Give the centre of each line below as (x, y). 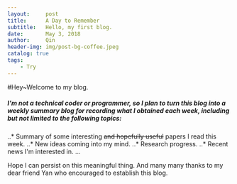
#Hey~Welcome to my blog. (48, 87)
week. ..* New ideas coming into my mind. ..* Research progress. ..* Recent (118, 144)
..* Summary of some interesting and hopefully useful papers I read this (112, 136)
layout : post (33, 14)
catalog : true (28, 54)
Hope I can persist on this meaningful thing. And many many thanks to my (115, 165)
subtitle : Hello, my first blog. (60, 27)
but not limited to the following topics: (65, 119)
